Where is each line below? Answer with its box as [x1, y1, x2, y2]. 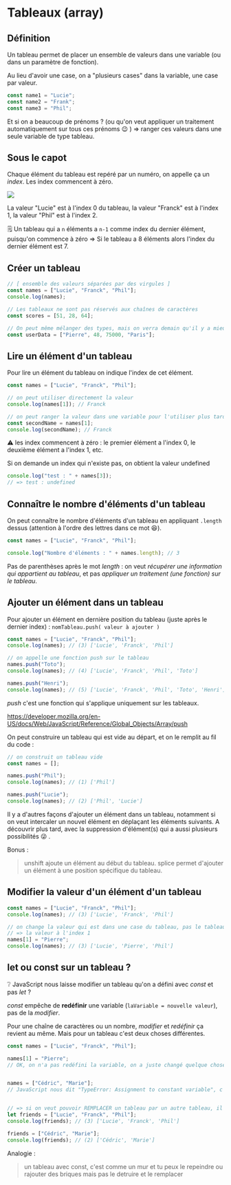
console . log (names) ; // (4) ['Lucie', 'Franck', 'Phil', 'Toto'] [7, 667, 198, 674]
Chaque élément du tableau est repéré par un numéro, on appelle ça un [7, 170, 210, 179]
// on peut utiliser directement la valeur [7, 395, 134, 402]
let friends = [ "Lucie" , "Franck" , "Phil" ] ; [7, 1111, 137, 1119]
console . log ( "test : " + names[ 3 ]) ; [7, 473, 112, 480]
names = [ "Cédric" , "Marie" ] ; [7, 1080, 94, 1087]
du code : [7, 740, 34, 748]
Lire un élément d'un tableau [7, 350, 133, 362]
